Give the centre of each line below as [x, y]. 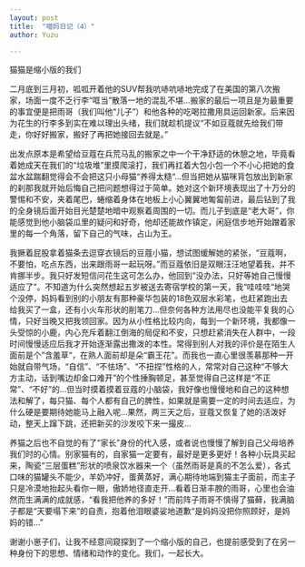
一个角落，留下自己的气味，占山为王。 [105, 234]
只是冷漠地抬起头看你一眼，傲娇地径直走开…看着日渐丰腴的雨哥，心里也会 [148, 489]
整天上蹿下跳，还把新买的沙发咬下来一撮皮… [108, 423]
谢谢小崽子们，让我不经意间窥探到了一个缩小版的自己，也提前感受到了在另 [148, 542]
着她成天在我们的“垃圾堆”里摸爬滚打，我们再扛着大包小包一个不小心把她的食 [152, 166]
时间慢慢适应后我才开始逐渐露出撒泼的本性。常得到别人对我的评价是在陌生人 [152, 344]
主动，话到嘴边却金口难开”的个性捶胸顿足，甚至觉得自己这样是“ [136, 378]
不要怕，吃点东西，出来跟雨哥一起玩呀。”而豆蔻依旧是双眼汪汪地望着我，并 [148, 264]
